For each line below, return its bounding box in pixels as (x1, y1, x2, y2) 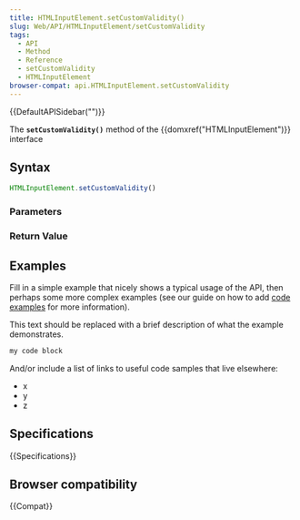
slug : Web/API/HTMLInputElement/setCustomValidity (9, 22, 205, 31)
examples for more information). (9, 301, 130, 312)
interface (9, 133, 44, 144)
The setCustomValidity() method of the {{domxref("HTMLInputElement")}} (9, 124, 291, 135)
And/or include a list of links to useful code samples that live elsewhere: (9, 362, 279, 373)
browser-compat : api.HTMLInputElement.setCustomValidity (9, 81, 230, 90)
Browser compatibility (9, 477, 138, 493)
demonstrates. (9, 329, 64, 340)
